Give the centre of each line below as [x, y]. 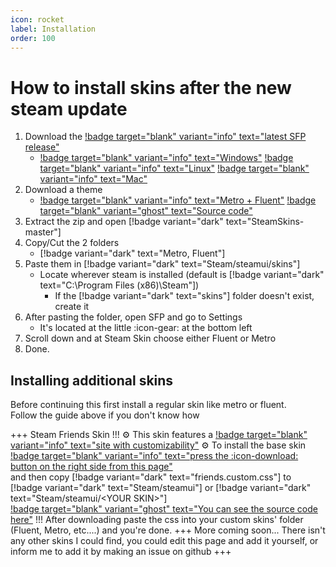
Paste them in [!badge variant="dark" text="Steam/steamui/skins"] [162, 264]
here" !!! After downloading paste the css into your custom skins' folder [157, 520]
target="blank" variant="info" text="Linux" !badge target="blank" [174, 168]
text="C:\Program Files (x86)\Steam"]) [119, 285]
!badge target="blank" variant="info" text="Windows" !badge [166, 158]
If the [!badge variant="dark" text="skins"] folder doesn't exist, [184, 296]
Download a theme [63, 190]
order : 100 [33, 38]
